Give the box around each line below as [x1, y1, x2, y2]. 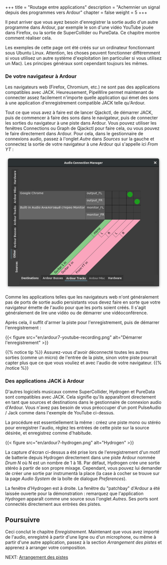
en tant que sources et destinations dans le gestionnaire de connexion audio [5, 400, 162, 405]
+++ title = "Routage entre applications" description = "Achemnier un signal [5, 4, 161, 10]
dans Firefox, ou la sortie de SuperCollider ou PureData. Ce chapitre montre [5, 30, 160, 35]
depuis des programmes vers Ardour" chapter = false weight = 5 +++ [5, 9, 148, 15]
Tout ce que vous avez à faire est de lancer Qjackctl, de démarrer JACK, [5, 109, 153, 116]
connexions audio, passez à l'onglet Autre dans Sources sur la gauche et [5, 136, 155, 142]
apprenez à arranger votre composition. [5, 545, 87, 551]
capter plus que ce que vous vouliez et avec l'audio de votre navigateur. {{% [5, 360, 162, 366]
